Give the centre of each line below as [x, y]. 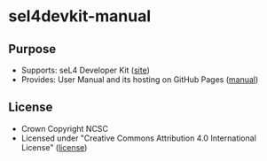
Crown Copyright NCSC [64, 128]
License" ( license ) [54, 147]
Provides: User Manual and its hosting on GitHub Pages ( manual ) [140, 80]
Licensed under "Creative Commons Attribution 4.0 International [138, 138]
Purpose [32, 49]
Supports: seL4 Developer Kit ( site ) [85, 70]
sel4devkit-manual [80, 16]
